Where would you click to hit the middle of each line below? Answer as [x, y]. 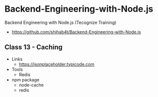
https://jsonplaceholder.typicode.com [57, 64]
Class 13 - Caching [34, 47]
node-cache [31, 85]
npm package [25, 79]
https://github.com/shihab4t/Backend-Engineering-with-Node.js [76, 32]
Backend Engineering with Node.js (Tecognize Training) [60, 22]
